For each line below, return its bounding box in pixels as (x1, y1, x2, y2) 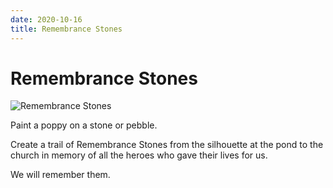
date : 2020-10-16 (10, 14, 83, 25)
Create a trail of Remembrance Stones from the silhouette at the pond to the (10, 139, 324, 151)
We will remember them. (10, 169, 111, 181)
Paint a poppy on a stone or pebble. (10, 119, 158, 131)
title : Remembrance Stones (10, 24, 123, 34)
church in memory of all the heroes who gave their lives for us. (10, 149, 268, 161)
